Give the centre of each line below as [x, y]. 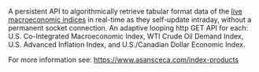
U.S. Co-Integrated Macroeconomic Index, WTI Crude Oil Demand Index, [126, 36]
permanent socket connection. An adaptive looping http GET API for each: [128, 28]
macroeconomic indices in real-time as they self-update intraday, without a [130, 20]
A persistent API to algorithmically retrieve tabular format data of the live [125, 11]
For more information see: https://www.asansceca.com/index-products [123, 59]
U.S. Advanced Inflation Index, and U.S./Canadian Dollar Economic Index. [127, 45]
